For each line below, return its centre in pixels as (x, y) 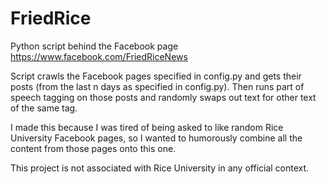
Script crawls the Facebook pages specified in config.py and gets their (156, 76)
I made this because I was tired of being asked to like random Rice (147, 127)
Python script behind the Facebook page (94, 46)
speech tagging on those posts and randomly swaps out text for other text (163, 97)
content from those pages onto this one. (93, 148)
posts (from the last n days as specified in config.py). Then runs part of (157, 86)
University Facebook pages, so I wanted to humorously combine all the (156, 138)
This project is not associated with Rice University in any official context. (160, 168)
